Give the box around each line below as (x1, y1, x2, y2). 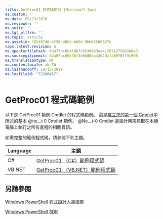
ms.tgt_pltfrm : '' (5, 30, 43, 35)
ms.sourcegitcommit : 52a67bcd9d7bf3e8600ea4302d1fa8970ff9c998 (5, 53, 138, 58)
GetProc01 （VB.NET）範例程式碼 (36, 166, 116, 173)
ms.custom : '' (5, 12, 35, 17)
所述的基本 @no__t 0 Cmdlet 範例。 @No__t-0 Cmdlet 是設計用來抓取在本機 (5, 118, 159, 124)
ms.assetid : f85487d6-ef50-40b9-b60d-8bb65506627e (5, 40, 112, 44)
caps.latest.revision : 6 (5, 44, 56, 49)
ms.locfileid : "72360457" (5, 72, 58, 77)
